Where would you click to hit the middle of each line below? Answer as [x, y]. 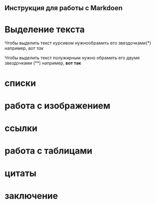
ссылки [21, 128]
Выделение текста [45, 29]
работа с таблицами [48, 151]
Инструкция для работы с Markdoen [64, 8]
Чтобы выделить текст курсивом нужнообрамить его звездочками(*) [78, 43]
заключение [31, 196]
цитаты [20, 174]
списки [20, 83]
